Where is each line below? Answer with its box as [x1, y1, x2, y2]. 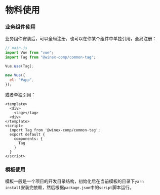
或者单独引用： [5, 91, 36, 97]
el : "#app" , [9, 77, 35, 82]
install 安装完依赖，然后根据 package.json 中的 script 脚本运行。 [5, 184, 134, 190]
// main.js [5, 46, 28, 51]
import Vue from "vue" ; [5, 50, 54, 55]
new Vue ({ [5, 72, 26, 77]
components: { [14, 136, 43, 141]
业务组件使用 [5, 23, 36, 30]
